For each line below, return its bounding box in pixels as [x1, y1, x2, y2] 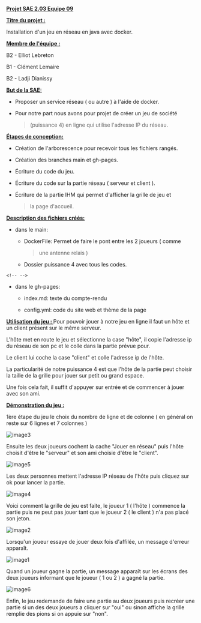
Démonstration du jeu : [6, 402, 65, 409]
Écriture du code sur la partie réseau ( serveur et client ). [14, 179, 155, 187]
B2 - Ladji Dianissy [6, 75, 53, 82]
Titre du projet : [6, 17, 46, 23]
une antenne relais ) [38, 249, 88, 256]
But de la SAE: [6, 86, 42, 94]
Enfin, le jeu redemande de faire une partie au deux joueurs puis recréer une [6, 597, 195, 604]
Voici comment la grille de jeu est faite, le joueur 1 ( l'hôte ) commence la [6, 502, 186, 509]
